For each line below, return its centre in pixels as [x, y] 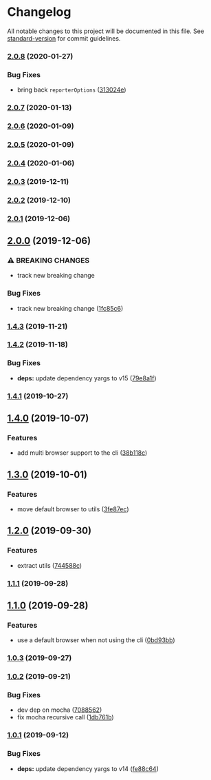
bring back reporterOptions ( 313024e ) [71, 90]
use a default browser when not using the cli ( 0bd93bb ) [96, 640]
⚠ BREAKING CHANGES [48, 260]
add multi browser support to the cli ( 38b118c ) [82, 453]
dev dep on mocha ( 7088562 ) [59, 710]
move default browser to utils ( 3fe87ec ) [73, 509]
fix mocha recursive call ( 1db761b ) [66, 717]
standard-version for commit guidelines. [64, 38]
